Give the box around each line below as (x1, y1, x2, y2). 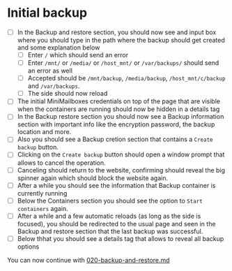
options (17, 242, 40, 251)
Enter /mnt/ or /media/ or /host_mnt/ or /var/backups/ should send (27, 59, 219, 67)
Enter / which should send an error (27, 51, 129, 59)
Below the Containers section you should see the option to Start (17, 196, 203, 205)
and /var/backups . (27, 82, 80, 90)
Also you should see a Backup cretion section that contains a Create (17, 135, 213, 144)
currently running (17, 189, 68, 197)
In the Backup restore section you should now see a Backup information (17, 112, 224, 121)
